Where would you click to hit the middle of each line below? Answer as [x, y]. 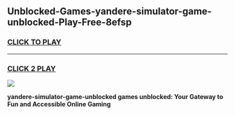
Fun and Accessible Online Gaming [59, 104]
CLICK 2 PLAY [31, 68]
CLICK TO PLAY [34, 43]
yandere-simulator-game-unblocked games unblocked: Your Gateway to [115, 96]
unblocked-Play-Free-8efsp [70, 23]
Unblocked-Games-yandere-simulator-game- [109, 11]
